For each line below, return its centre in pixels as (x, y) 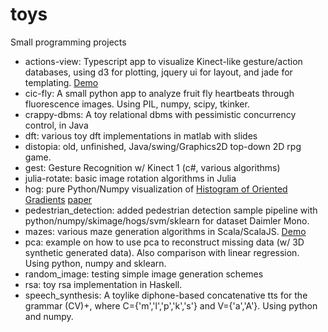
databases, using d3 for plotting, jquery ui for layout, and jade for (158, 72)
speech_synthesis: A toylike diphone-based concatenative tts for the (166, 295)
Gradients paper (58, 199)
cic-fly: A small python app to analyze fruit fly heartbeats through (159, 93)
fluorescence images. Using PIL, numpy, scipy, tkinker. (137, 104)
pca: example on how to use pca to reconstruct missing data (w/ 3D (164, 242)
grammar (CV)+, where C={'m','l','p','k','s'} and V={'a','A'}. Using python (171, 305)
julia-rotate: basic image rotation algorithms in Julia (130, 178)
